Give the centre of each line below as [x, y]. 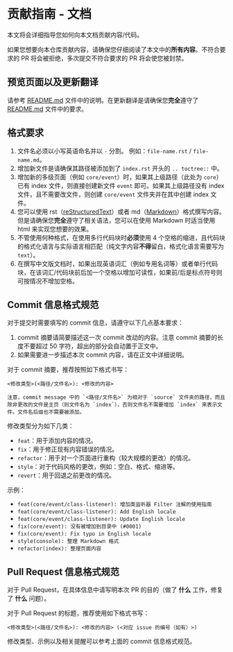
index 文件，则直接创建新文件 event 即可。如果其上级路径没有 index [128, 185]
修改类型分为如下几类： [41, 426]
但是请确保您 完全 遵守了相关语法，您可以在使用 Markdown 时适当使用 [116, 220]
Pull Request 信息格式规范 [63, 572]
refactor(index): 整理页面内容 [59, 549]
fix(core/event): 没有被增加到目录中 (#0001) [79, 527]
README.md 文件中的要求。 [48, 109]
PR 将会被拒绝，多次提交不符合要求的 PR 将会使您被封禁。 [104, 58]
